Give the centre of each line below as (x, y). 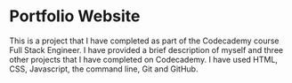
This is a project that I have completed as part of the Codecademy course (144, 41)
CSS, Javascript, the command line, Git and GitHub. (104, 69)
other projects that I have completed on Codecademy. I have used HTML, (144, 59)
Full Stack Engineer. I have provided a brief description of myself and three (146, 49)
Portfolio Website (75, 16)
